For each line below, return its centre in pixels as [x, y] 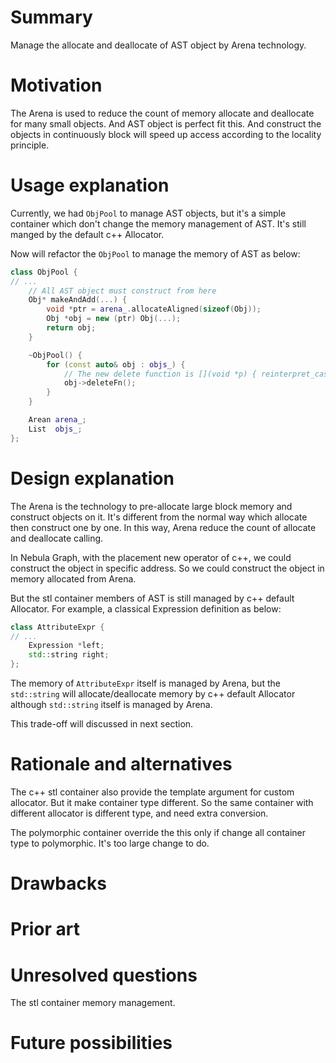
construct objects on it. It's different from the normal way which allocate [159, 517]
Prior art [45, 929]
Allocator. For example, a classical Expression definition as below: [146, 608]
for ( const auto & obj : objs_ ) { [116, 364]
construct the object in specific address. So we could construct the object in [167, 568]
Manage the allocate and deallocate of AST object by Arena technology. [158, 45]
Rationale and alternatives [121, 764]
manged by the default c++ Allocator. [87, 234]
